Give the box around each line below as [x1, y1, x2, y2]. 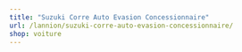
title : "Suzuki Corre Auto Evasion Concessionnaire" [9, 12, 210, 22]
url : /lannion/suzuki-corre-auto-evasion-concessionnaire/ [9, 21, 234, 30]
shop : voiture [9, 29, 63, 38]
